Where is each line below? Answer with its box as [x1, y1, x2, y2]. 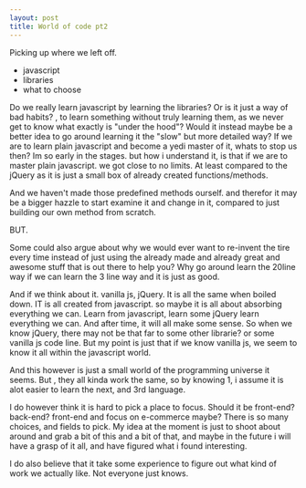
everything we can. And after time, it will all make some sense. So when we [9, 317, 292, 328]
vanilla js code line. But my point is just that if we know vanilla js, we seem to [9, 337, 298, 348]
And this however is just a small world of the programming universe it [9, 364, 270, 375]
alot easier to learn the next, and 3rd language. [9, 384, 185, 395]
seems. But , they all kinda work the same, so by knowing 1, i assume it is [9, 374, 284, 385]
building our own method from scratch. [9, 206, 157, 217]
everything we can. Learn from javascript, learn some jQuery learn [9, 307, 259, 319]
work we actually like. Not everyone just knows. [9, 467, 189, 479]
